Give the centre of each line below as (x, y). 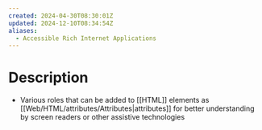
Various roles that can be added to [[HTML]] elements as (114, 100)
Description (48, 78)
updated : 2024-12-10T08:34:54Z (61, 23)
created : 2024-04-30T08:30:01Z (61, 16)
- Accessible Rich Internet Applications (86, 38)
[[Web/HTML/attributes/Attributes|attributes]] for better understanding (137, 108)
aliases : (23, 30)
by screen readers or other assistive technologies (102, 117)
